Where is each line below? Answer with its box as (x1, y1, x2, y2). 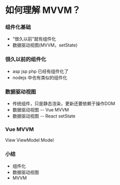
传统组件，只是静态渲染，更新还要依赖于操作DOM (12, 100, 115, 106)
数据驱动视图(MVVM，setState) (12, 42, 78, 48)
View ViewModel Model (5, 137, 54, 143)
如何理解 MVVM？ (5, 4, 81, 16)
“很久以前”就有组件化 (12, 36, 56, 42)
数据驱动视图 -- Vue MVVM (12, 107, 69, 113)
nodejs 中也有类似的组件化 (12, 74, 67, 80)
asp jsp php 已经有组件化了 (12, 68, 69, 74)
